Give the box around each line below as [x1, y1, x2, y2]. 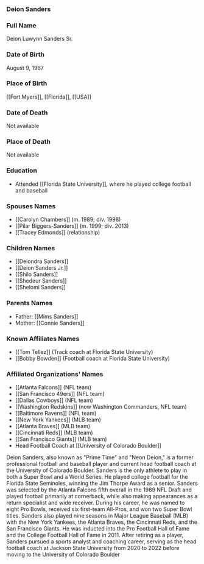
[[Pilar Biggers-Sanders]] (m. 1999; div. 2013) [15, 222, 129, 230]
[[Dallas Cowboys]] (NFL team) [15, 397, 93, 404]
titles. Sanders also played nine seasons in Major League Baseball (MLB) [6, 512, 189, 520]
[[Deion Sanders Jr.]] [15, 264, 68, 272]
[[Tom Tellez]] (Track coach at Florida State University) [15, 348, 153, 355]
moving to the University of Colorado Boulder [6, 551, 120, 559]
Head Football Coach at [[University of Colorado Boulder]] [15, 442, 161, 449]
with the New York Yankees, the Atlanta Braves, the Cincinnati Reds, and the [6, 518, 198, 526]
